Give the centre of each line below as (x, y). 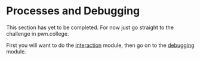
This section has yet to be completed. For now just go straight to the (90, 27)
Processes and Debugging (73, 11)
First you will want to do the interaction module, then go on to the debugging (100, 45)
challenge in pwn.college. (38, 33)
